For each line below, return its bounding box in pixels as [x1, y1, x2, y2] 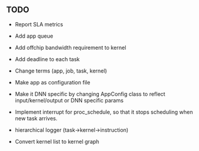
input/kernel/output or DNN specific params [14, 96, 124, 104]
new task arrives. [14, 114, 58, 122]
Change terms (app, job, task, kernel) [14, 67, 107, 74]
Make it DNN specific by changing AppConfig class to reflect [14, 90, 166, 98]
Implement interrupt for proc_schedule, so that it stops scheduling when [14, 108, 193, 116]
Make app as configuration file [14, 78, 91, 86]
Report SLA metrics [14, 20, 64, 28]
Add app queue [14, 32, 53, 40]
